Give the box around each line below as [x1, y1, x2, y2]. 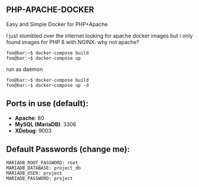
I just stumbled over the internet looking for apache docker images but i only [6, 32, 193, 39]
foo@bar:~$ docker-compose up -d [6, 82, 89, 88]
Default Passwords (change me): [6, 144, 130, 154]
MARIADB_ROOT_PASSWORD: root [6, 160, 78, 166]
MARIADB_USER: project [6, 170, 62, 176]
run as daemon [6, 66, 43, 73]
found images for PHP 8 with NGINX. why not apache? [6, 38, 140, 45]
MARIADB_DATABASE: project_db [6, 165, 81, 172]
